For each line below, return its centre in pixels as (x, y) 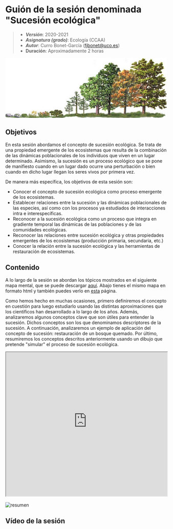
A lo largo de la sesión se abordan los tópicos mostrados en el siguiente (81, 280)
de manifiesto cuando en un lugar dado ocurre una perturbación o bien (80, 166)
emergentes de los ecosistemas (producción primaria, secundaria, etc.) (88, 240)
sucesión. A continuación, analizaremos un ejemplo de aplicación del (78, 328)
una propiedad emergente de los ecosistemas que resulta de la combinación (86, 150)
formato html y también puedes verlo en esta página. (61, 291)
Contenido (23, 268)
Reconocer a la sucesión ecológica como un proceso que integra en (85, 219)
